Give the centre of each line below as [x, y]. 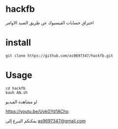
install [18, 43]
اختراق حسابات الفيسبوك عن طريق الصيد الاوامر [50, 23]
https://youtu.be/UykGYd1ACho [37, 111]
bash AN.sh [17, 93]
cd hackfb [16, 88]
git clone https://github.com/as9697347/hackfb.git [59, 56]
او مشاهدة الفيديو [21, 101]
